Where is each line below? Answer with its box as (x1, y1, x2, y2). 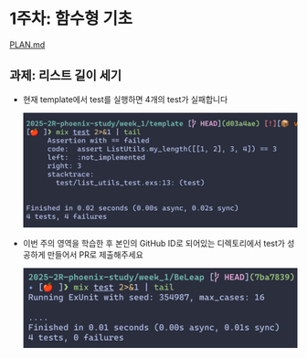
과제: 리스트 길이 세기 (9, 68, 122, 83)
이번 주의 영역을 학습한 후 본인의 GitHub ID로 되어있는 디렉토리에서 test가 (22, 238, 286, 249)
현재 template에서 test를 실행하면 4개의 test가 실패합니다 (22, 93, 228, 105)
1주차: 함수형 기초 (9, 8, 133, 29)
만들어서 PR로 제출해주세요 (47, 249, 143, 260)
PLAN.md (9, 38, 46, 50)
